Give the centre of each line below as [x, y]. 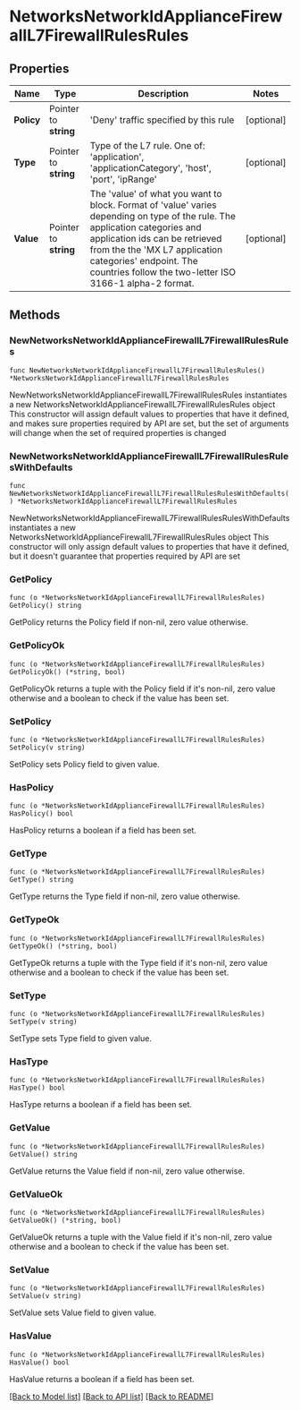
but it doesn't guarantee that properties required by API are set [125, 556]
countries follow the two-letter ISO [163, 272]
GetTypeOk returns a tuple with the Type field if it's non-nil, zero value [138, 962]
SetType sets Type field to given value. [80, 1038]
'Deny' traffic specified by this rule [162, 120]
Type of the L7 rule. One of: [147, 145]
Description [163, 94]
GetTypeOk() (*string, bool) [63, 946]
